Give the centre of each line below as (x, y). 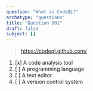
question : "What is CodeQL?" (42, 12)
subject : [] (21, 34)
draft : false (22, 28)
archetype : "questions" (36, 17)
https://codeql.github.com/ (54, 51)
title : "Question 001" (34, 23)
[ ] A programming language (49, 69)
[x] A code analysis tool (44, 63)
